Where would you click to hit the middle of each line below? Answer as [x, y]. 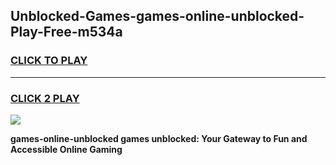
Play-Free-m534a [66, 32]
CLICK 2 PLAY [45, 98]
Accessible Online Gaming [66, 149]
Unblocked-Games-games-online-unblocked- [157, 16]
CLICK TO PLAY [49, 61]
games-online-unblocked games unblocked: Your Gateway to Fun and [159, 138]
